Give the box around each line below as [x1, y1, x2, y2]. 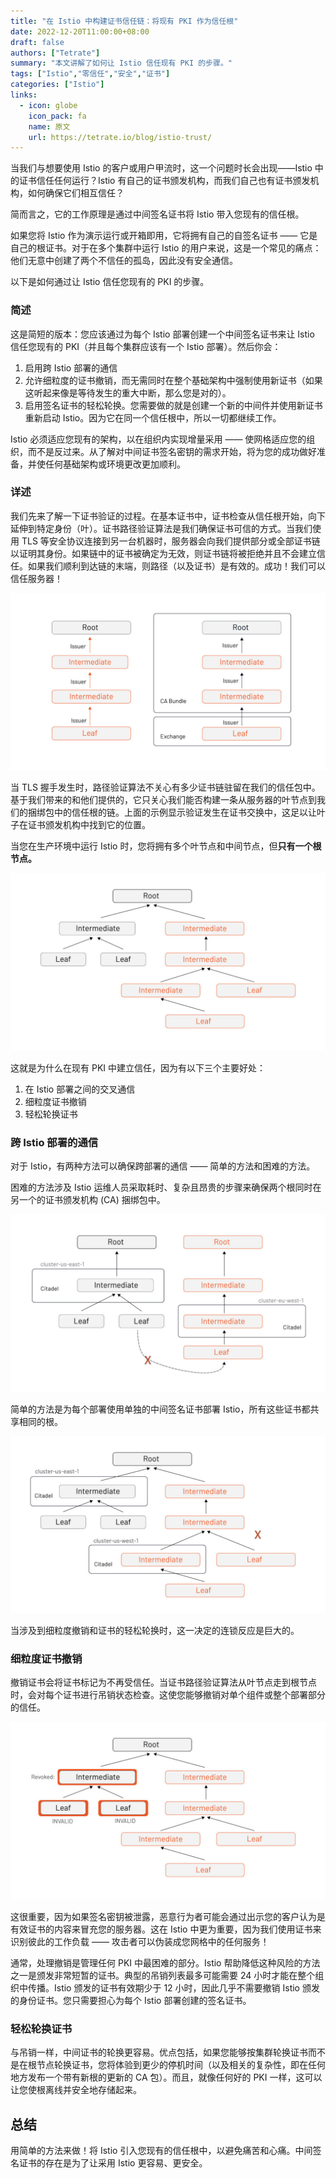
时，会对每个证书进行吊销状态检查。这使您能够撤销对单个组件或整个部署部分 [10, 1689, 326, 1701]
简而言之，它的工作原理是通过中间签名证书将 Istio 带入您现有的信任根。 [10, 208, 305, 220]
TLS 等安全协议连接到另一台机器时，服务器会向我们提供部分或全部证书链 [21, 535, 321, 547]
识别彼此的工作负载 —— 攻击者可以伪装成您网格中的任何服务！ [10, 1935, 270, 1947]
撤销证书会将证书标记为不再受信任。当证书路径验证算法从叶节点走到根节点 [10, 1676, 317, 1689]
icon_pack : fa [28, 111, 87, 121]
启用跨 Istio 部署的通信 [24, 361, 118, 374]
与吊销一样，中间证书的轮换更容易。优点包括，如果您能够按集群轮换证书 [10, 2046, 308, 2059]
